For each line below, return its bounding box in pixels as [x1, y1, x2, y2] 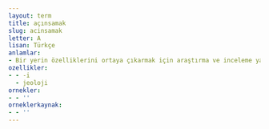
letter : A [8, 34, 42, 42]
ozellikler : [8, 64, 48, 72]
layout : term [8, 11, 52, 20]
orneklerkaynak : [8, 101, 62, 109]
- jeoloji [15, 79, 48, 87]
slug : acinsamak [8, 26, 62, 34]
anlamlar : [8, 49, 42, 57]
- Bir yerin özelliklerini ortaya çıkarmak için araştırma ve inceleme [8, 57, 252, 65]
